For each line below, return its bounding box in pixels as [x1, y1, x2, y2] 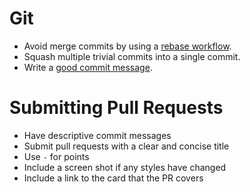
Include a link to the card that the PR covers [23, 172, 204, 184]
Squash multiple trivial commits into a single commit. [23, 50, 241, 62]
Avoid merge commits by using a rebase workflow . [23, 40, 232, 52]
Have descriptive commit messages [23, 129, 172, 141]
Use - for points [23, 150, 90, 162]
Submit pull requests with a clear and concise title [23, 140, 230, 152]
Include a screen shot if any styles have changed [23, 161, 227, 173]
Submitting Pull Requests [9, 97, 224, 119]
